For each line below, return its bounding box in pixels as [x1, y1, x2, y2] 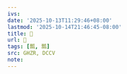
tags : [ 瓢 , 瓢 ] [7, 43, 50, 50]
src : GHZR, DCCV [7, 50, 55, 57]
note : [7, 56, 23, 63]
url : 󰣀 [7, 37, 27, 44]
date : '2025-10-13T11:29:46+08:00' [7, 17, 113, 24]
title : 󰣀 [7, 30, 33, 37]
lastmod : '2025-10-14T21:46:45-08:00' [7, 23, 122, 30]
